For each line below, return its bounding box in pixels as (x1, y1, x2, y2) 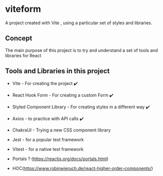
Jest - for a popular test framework (12, 136, 84, 142)
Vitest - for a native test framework (12, 146, 84, 152)
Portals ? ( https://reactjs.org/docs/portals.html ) (12, 156, 109, 162)
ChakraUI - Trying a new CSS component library (12, 127, 111, 133)
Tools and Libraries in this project (5, 67, 110, 75)
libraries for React (5, 52, 41, 58)
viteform (5, 3, 41, 15)
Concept (5, 34, 33, 43)
